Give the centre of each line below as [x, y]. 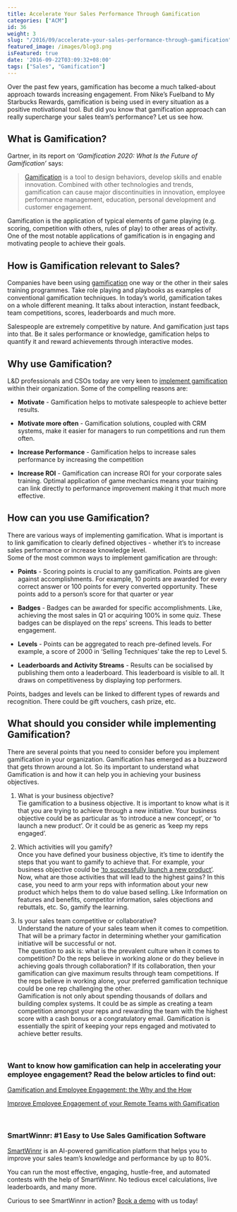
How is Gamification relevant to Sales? [94, 266]
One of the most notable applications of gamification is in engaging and [111, 236]
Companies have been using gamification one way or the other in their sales [118, 283]
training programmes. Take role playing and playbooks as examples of [109, 290]
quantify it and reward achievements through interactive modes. [101, 342]
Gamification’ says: [35, 163]
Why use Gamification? [60, 364]
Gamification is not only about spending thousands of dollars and [112, 995]
